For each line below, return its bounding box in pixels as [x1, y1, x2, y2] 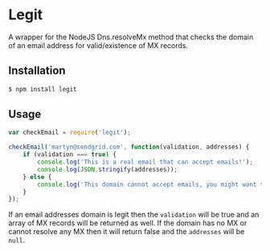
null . [8, 235, 26, 245]
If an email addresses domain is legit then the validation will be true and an [8, 210, 260, 220]
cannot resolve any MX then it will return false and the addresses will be [8, 227, 245, 237]
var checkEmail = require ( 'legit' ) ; [8, 128, 131, 137]
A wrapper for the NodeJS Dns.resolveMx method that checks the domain [8, 32, 254, 42]
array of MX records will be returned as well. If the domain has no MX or [8, 218, 247, 228]
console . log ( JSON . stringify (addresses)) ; [37, 165, 178, 173]
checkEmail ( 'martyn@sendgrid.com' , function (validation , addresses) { [8, 143, 250, 152]
